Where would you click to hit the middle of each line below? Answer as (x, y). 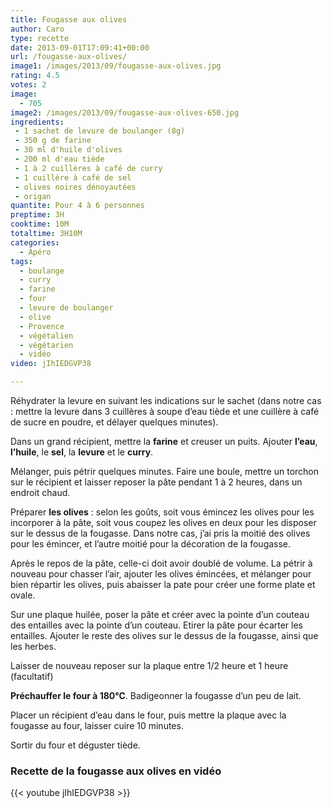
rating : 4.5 (35, 76)
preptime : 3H (37, 215)
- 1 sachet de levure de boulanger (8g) (100, 131)
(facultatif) (32, 676)
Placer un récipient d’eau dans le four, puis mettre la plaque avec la (148, 715)
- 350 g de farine (53, 141)
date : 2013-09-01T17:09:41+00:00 (80, 47)
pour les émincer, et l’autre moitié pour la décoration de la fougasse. (151, 544)
